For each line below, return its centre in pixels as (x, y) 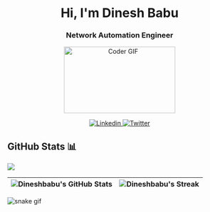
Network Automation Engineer (120, 35)
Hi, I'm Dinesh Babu (120, 13)
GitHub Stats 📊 (42, 146)
